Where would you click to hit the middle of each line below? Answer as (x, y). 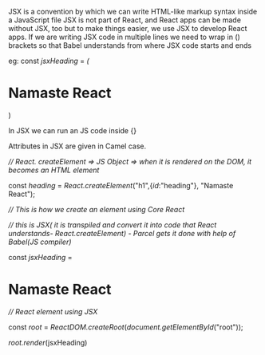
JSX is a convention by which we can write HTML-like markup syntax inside (133, 12)
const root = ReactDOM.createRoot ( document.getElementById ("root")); (126, 327)
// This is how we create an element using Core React (97, 209)
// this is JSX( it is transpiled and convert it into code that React (113, 225)
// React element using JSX (53, 311)
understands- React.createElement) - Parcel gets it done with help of (122, 233)
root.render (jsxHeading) (48, 342)
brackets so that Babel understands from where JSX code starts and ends (130, 45)
